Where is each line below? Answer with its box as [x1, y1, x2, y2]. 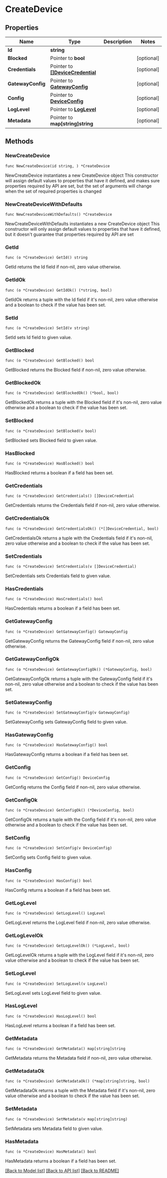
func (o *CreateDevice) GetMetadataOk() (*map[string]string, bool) [5, 1079, 150, 1084]
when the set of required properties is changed [5, 188, 102, 194]
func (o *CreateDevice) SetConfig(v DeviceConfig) [5, 845, 112, 851]
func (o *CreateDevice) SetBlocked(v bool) [5, 428, 97, 433]
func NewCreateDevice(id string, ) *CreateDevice [5, 163, 110, 168]
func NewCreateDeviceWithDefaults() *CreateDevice [5, 212, 112, 217]
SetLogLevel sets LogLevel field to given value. [5, 990, 102, 996]
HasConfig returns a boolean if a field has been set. [5, 887, 111, 893]
